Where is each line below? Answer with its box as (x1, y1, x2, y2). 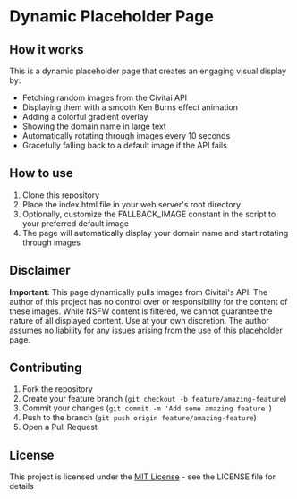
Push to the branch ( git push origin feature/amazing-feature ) (21, 412, 257, 423)
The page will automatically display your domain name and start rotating (21, 227, 289, 238)
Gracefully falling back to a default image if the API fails (21, 140, 228, 150)
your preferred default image (21, 217, 130, 229)
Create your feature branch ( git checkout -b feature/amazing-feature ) (21, 393, 287, 404)
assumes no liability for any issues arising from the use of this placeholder (9, 325, 284, 335)
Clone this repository (21, 190, 100, 200)
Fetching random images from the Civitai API (21, 92, 188, 103)
